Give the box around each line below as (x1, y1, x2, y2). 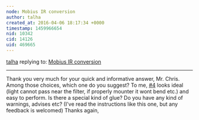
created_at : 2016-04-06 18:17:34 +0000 (6, 20, 105, 26)
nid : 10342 (6, 31, 33, 37)
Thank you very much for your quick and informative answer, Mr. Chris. (6, 75, 180, 82)
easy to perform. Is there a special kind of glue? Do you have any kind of (6, 94, 184, 101)
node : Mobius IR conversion (6, 8, 76, 15)
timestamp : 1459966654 (6, 25, 62, 31)
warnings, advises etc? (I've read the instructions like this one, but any (6, 100, 178, 108)
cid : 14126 (6, 36, 33, 42)
